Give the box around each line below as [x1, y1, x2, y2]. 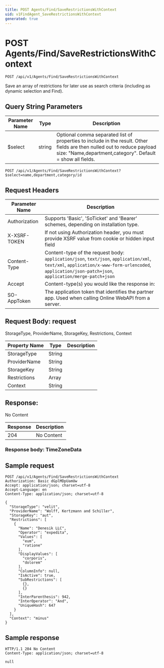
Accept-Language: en [5, 487, 47, 493]
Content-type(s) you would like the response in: [44, 280, 155, 287]
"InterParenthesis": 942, [18, 594, 71, 599]
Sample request [5, 461, 55, 470]
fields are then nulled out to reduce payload [56, 144, 157, 150]
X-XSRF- [7, 232, 30, 239]
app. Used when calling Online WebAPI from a [44, 295, 150, 301]
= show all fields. [56, 156, 95, 163]
